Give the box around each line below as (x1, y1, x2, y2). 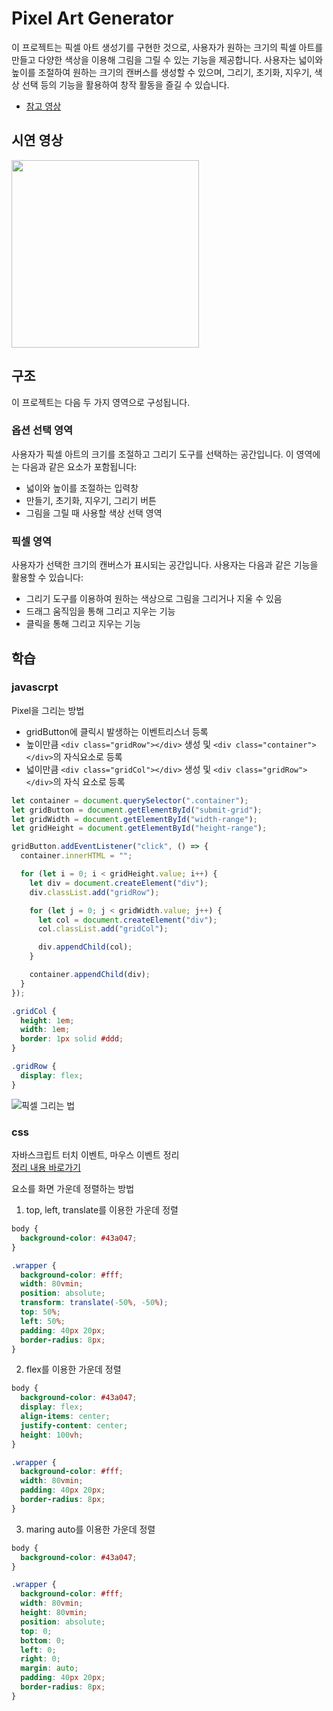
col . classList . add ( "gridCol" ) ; (37, 924, 169, 934)
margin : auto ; (20, 1663, 79, 1674)
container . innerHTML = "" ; (20, 851, 133, 861)
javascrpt (11, 680, 59, 694)
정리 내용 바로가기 (11, 1162, 81, 1174)
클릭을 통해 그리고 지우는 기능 (25, 618, 141, 630)
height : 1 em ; (20, 1015, 75, 1026)
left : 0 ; (20, 1645, 57, 1655)
